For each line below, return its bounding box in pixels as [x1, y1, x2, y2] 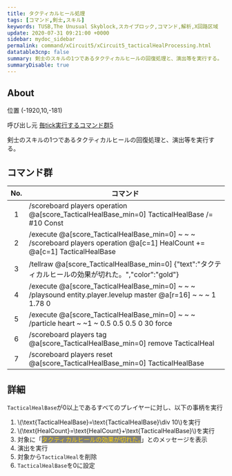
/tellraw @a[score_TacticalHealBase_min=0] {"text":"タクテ [28, 259, 222, 269]
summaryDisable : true [7, 62, 70, 68]
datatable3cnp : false [7, 49, 70, 56]
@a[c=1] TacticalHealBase [28, 247, 116, 257]
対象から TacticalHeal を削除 [17, 452, 97, 461]
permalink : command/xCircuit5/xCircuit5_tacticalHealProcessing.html [7, 42, 212, 49]
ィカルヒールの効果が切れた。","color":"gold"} [28, 270, 180, 280]
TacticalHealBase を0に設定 [17, 461, 95, 470]
